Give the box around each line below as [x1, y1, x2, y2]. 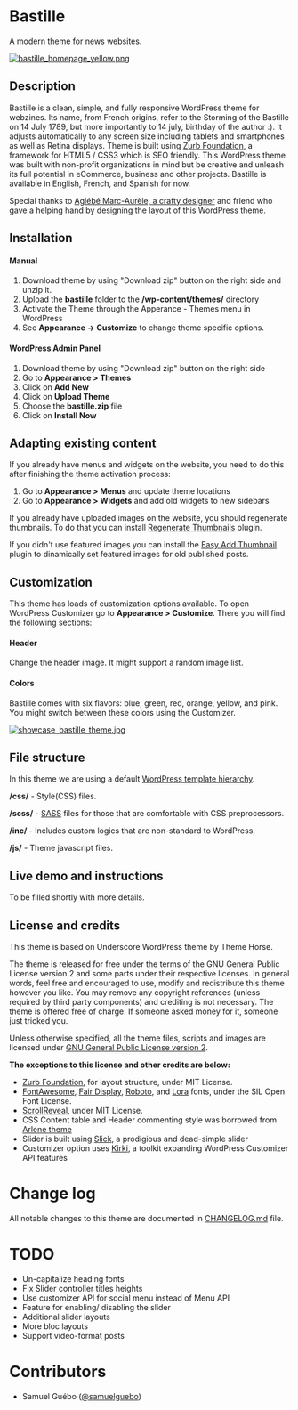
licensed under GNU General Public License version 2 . [9, 1042, 209, 1053]
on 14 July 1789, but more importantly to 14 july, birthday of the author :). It [9, 121, 282, 132]
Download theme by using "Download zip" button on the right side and [21, 275, 282, 286]
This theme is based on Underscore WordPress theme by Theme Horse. [9, 942, 273, 952]
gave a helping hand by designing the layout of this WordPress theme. [9, 205, 267, 215]
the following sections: [9, 617, 93, 628]
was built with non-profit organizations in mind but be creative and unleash [9, 158, 285, 170]
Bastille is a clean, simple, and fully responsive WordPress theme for [9, 102, 260, 113]
